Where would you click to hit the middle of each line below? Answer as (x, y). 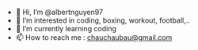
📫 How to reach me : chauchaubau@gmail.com (94, 37)
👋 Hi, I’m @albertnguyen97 (59, 12)
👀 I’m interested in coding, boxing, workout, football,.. (103, 20)
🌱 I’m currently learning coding (66, 29)
